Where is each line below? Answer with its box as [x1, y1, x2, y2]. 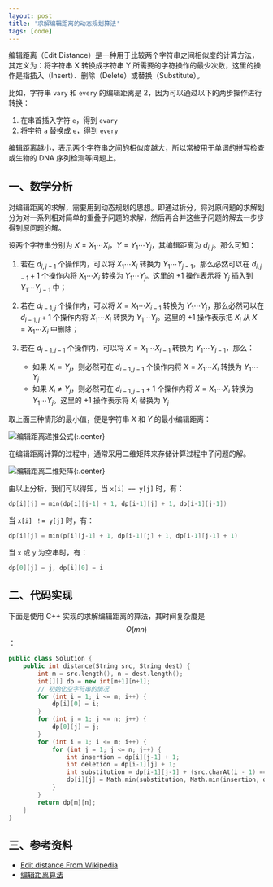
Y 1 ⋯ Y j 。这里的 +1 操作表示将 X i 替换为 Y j [32, 395, 169, 407]
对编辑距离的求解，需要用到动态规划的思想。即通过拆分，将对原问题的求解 [8, 203, 258, 213]
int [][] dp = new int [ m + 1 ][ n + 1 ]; [37, 677, 151, 685]
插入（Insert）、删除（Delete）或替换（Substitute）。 [29, 71, 205, 81]
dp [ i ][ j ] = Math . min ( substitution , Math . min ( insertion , [66, 775, 260, 784]
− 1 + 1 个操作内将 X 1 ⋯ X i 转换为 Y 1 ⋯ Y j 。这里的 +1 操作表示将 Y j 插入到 [19, 270, 253, 282]
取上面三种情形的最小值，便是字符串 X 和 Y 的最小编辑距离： [8, 414, 211, 424]
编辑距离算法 [19, 870, 63, 880]
